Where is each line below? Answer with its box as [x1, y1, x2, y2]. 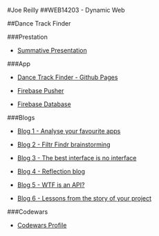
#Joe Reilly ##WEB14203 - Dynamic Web [7, 6, 126, 14]
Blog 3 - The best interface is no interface [17, 154, 137, 162]
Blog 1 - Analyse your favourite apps [17, 127, 121, 135]
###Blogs [7, 114, 35, 121]
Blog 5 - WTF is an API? [17, 180, 85, 189]
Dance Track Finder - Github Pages [17, 73, 118, 81]
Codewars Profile [17, 221, 67, 229]
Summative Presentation [17, 47, 88, 54]
